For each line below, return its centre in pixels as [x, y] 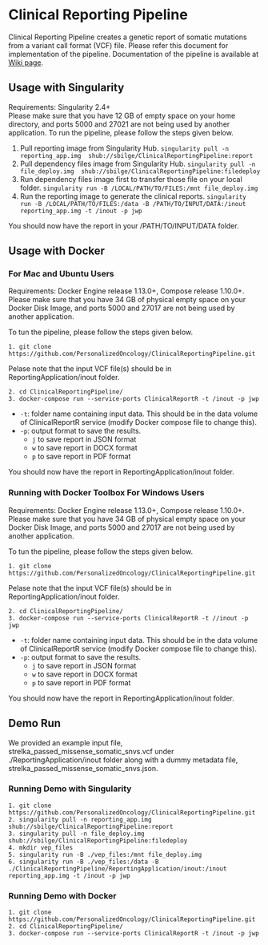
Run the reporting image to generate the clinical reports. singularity [133, 196]
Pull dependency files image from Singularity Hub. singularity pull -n [138, 164]
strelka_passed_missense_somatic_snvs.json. [83, 768]
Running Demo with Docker [62, 895]
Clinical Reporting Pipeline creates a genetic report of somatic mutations [128, 37]
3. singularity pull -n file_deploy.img [77, 834]
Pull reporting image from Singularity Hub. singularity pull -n [124, 148]
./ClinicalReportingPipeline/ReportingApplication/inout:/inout [118, 868]
